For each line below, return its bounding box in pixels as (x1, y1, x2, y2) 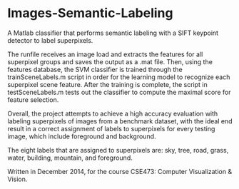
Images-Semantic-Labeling (7, 5, 173, 21)
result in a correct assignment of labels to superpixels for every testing (7, 124, 215, 133)
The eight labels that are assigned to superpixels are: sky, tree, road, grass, (7, 145, 229, 154)
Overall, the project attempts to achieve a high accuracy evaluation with (7, 109, 218, 118)
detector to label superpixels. (7, 36, 93, 44)
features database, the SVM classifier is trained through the (7, 65, 183, 73)
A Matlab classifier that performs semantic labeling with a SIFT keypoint (7, 29, 219, 37)
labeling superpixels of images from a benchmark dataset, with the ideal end (7, 116, 233, 126)
